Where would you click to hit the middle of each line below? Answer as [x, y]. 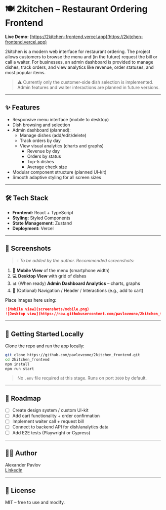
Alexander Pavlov [23, 465]
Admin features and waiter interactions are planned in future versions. [88, 87]
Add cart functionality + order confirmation [56, 416]
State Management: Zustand [42, 223]
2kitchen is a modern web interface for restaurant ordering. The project [78, 51]
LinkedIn [14, 470]
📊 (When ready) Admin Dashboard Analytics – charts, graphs [76, 283]
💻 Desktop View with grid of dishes [49, 276]
